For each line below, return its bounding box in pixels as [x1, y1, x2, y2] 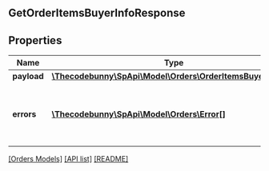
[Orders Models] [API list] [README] [8, 154, 129, 164]
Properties [8, 34, 62, 47]
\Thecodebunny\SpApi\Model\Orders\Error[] [51, 109, 226, 120]
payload [12, 71, 44, 82]
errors [12, 109, 37, 120]
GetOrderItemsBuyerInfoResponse [8, 6, 186, 20]
